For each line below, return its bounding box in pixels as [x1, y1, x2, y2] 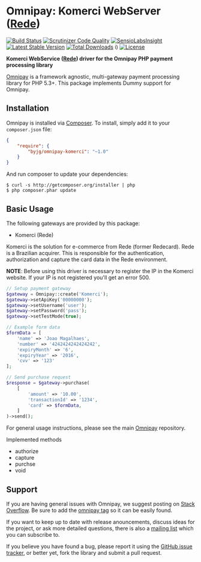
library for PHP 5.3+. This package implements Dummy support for [6, 79, 172, 87]
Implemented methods [6, 436, 62, 443]
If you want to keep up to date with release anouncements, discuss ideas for [6, 519, 195, 525]
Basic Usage [6, 203, 54, 214]
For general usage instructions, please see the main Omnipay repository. [6, 424, 186, 431]
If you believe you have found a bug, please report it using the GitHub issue [6, 543, 193, 550]
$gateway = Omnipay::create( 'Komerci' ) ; [6, 291, 109, 297]
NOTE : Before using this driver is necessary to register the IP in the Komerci [6, 267, 194, 274]
